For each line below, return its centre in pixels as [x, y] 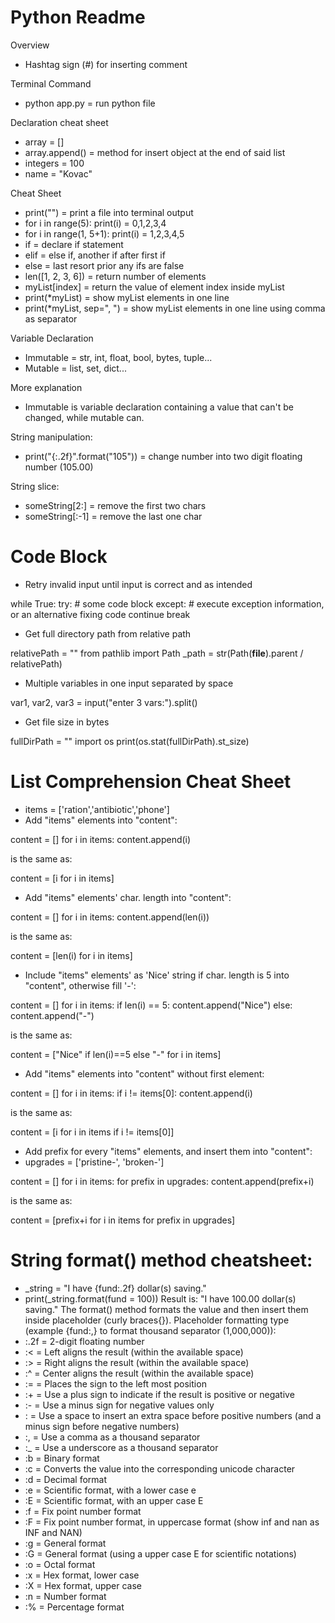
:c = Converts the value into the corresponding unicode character [160, 1468]
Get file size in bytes [67, 722]
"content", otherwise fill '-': [80, 985]
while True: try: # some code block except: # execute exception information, [167, 603]
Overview [30, 45]
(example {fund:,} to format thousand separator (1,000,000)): [150, 1330]
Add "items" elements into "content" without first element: [144, 1073]
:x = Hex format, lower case [82, 1575]
